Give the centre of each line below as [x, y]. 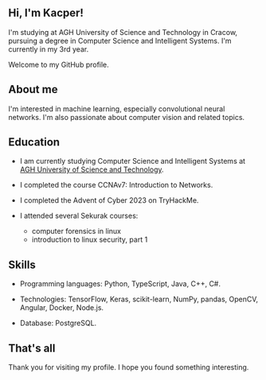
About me [33, 89]
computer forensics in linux [76, 231]
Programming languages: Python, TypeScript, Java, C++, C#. [120, 284]
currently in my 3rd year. [49, 49]
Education [34, 142]
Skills [22, 264]
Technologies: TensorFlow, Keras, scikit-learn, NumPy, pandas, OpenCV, [139, 299]
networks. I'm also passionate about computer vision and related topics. [127, 117]
